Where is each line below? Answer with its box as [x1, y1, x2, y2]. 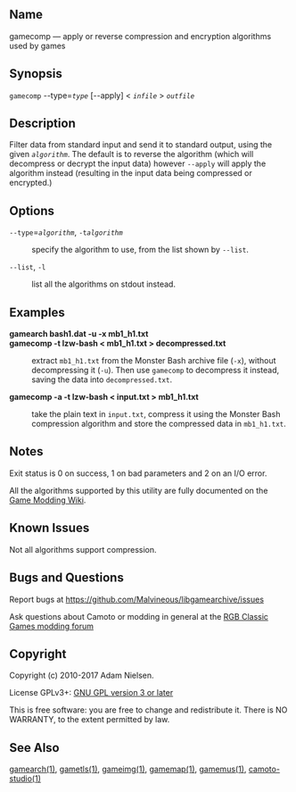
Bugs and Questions [9, 571, 125, 586]
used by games [9, 40, 66, 51]
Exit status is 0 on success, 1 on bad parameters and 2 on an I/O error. [9, 468, 267, 479]
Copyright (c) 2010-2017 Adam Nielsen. [9, 670, 154, 681]
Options [9, 203, 55, 218]
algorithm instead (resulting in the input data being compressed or [9, 168, 252, 179]
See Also [9, 740, 60, 755]
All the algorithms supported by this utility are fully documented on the [9, 485, 268, 496]
